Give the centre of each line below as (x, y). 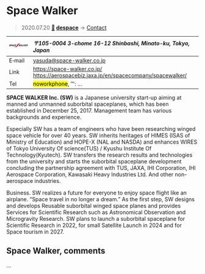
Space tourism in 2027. (35, 231)
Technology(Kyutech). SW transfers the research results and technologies (99, 155)
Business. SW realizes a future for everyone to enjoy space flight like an (97, 193)
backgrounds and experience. (44, 117)
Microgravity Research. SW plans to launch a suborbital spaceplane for (96, 218)
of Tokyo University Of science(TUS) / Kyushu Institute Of (79, 148)
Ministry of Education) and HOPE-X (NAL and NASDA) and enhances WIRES (102, 142)
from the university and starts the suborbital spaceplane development (94, 161)
